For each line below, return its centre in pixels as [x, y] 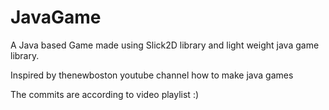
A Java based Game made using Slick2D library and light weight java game [165, 45]
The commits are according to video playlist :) [105, 94]
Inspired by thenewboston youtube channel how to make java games [152, 75]
